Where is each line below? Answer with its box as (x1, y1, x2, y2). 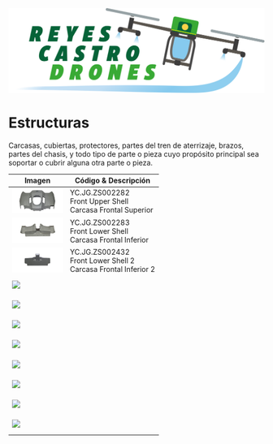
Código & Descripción (74, 175, 150, 186)
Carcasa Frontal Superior (70, 205, 154, 215)
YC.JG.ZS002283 (70, 218, 130, 227)
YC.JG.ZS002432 (70, 247, 130, 256)
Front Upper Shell (70, 196, 128, 206)
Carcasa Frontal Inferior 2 (70, 264, 156, 274)
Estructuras (8, 114, 89, 132)
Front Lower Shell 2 (70, 256, 136, 265)
